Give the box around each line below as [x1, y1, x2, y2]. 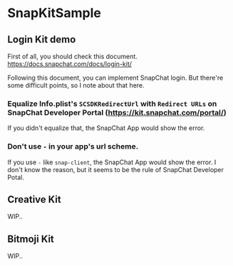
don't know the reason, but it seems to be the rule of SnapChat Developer [7, 165, 224, 174]
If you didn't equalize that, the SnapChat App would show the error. [7, 124, 205, 132]
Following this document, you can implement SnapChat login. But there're [7, 73, 224, 82]
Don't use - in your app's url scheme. [7, 142, 139, 151]
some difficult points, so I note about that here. [7, 81, 145, 90]
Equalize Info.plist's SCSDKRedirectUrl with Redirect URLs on [7, 98, 217, 108]
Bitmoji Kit [7, 233, 55, 245]
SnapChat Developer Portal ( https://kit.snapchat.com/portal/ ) [7, 107, 227, 117]
